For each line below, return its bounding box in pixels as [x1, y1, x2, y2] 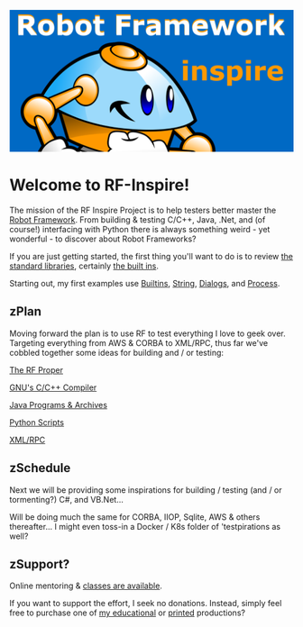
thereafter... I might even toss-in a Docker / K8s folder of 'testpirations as [9, 521, 281, 532]
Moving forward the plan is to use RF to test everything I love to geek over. [9, 328, 286, 339]
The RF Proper [9, 364, 64, 375]
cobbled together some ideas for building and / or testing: [9, 347, 224, 358]
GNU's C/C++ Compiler [9, 382, 97, 393]
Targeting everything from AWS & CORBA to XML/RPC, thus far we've [9, 337, 269, 348]
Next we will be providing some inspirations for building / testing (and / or [9, 484, 282, 495]
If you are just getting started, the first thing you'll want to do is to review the [9, 250, 294, 261]
